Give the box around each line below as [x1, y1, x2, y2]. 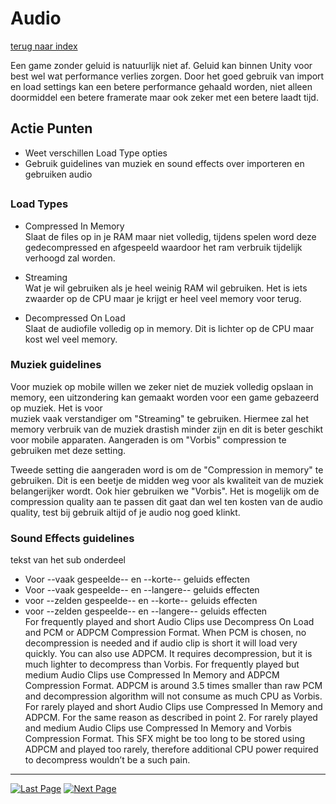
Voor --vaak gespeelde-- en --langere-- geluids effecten [24, 584, 260, 596]
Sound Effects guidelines [10, 531, 135, 545]
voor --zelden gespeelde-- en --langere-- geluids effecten [24, 605, 268, 617]
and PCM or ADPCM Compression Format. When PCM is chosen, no [24, 627, 307, 639]
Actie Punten [10, 120, 93, 137]
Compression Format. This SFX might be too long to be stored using [24, 733, 306, 745]
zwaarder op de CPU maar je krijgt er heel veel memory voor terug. [24, 292, 302, 304]
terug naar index [10, 40, 78, 52]
